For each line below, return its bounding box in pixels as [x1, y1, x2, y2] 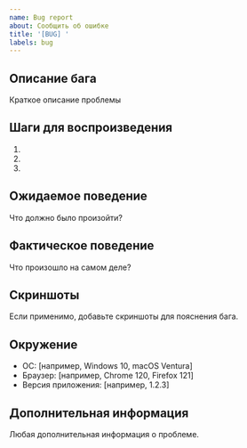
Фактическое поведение [9, 238, 155, 254]
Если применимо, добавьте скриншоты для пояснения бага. [9, 311, 239, 322]
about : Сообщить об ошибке [9, 21, 109, 30]
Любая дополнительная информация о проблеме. [9, 428, 200, 439]
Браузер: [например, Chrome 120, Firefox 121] [21, 371, 194, 381]
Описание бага [9, 70, 97, 86]
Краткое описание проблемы [9, 94, 122, 105]
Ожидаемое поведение [9, 189, 148, 204]
